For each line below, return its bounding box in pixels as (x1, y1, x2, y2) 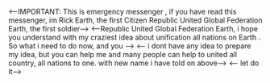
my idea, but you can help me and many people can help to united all (8, 50, 238, 59)
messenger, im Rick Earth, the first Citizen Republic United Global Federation (8, 15, 263, 25)
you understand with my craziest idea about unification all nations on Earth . (8, 32, 260, 42)
